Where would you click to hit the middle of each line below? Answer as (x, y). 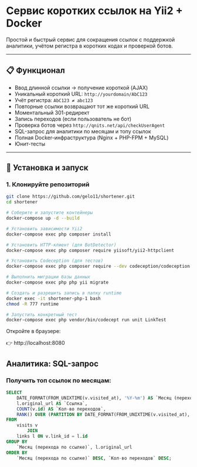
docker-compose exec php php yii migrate (57, 283)
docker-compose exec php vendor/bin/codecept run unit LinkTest (86, 320)
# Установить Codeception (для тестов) (55, 261)
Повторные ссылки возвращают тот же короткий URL (82, 106)
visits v (27, 425)
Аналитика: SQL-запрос (52, 363)
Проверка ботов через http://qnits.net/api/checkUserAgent (90, 125)
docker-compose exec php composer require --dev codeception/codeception (98, 266)
